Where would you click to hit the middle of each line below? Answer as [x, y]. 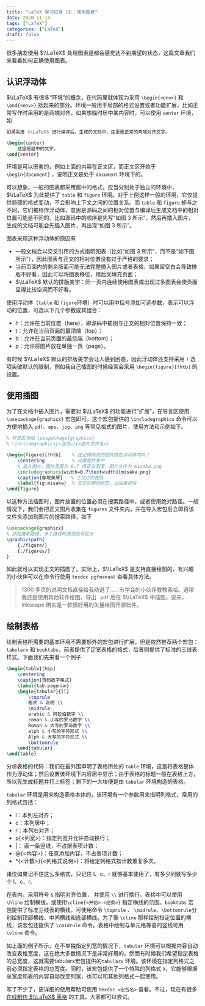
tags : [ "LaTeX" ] [27, 23]
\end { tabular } [35, 748]
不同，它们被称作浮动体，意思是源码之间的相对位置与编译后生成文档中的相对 [103, 210]
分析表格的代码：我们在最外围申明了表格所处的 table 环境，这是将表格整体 [100, 767]
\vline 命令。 [23, 933]
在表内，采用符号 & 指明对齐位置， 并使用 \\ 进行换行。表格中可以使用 [95, 895]
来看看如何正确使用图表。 [38, 60]
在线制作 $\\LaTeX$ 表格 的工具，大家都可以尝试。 [70, 997]
